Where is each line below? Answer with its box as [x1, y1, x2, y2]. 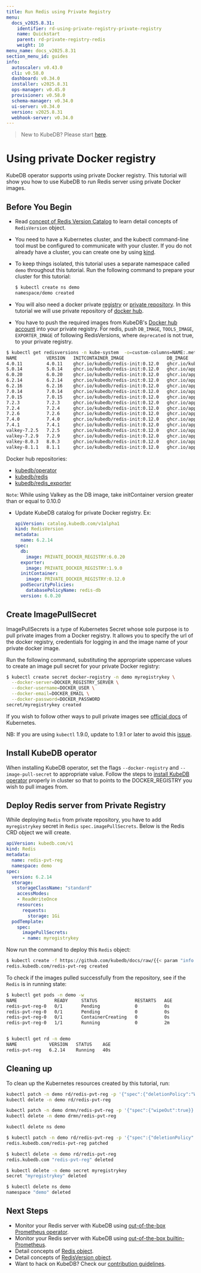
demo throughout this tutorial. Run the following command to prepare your [14, 267, 195, 273]
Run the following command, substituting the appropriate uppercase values [6, 656, 192, 663]
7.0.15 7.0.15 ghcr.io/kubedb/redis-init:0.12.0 [6, 394, 160, 400]
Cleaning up [6, 1064, 53, 1074]
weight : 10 [17, 43, 44, 49]
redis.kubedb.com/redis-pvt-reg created [6, 963, 109, 969]
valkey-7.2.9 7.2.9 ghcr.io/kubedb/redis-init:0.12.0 [6, 433, 160, 439]
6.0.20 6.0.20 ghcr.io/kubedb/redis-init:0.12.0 [6, 372, 160, 378]
